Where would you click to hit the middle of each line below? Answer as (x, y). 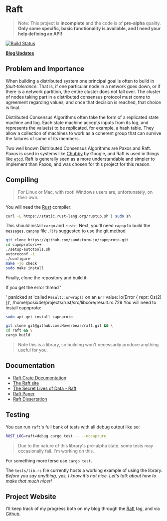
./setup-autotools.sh (28, 249)
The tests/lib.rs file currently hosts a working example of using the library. (84, 470)
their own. (28, 197)
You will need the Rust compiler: (39, 207)
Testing (18, 415)
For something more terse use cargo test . (49, 460)
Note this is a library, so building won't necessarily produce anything (88, 345)
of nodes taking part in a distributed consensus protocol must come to (78, 97)
